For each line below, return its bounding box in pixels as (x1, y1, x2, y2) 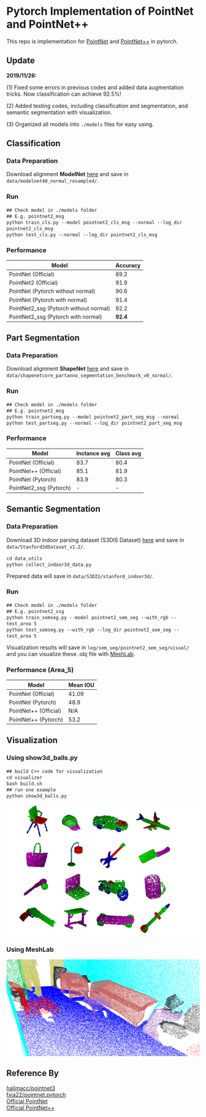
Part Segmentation (6, 333, 80, 343)
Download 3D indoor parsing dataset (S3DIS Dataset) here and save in (6, 536, 185, 544)
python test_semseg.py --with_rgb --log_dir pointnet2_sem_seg (6, 627, 172, 633)
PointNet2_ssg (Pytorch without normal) (9, 304, 110, 312)
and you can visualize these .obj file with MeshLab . (6, 650, 135, 657)
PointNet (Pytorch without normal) (9, 287, 96, 295)
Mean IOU (68, 681, 94, 689)
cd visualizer (6, 775, 43, 781)
